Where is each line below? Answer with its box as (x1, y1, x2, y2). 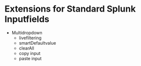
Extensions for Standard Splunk (4, 3, 136, 15)
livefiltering (19, 35, 42, 41)
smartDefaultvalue (19, 40, 57, 46)
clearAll (19, 45, 35, 51)
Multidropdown (11, 30, 42, 35)
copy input (19, 50, 41, 56)
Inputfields (4, 14, 50, 25)
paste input (19, 55, 42, 61)
